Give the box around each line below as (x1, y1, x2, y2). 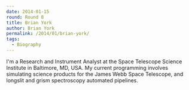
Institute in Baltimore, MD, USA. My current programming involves (6, 64, 169, 71)
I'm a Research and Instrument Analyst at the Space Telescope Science (6, 57, 182, 65)
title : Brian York (6, 20, 52, 25)
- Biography (11, 42, 42, 48)
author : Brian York (6, 25, 55, 31)
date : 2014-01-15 (6, 8, 50, 15)
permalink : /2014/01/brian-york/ (6, 31, 90, 37)
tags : (6, 36, 20, 42)
